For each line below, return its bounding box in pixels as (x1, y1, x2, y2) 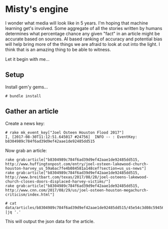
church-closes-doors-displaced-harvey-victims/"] (5, 179, 111, 184)
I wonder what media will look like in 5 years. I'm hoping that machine (5, 20, 148, 26)
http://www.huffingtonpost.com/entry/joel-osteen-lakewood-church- (5, 161, 149, 167)
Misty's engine (5, 3, 69, 15)
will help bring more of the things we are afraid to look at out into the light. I (5, 41, 160, 47)
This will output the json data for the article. (5, 218, 95, 224)
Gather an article (5, 107, 59, 116)
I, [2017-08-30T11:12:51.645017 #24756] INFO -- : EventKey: (5, 134, 137, 139)
